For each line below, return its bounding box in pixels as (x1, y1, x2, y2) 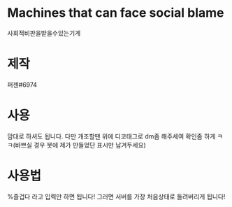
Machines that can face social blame (7, 5, 224, 21)
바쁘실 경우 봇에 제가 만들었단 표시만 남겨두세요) (15, 141, 147, 149)
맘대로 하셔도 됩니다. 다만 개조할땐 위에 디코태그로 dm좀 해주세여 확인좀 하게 (7, 131, 216, 141)
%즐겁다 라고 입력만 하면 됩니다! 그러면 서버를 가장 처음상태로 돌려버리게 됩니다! (7, 192, 226, 201)
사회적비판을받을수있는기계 (7, 29, 81, 37)
